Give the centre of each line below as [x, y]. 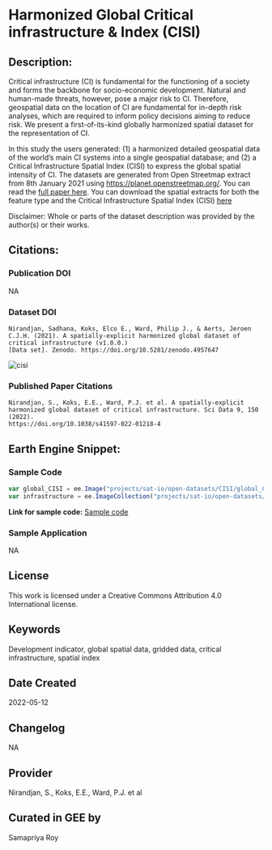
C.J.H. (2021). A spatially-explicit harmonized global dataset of [125, 335]
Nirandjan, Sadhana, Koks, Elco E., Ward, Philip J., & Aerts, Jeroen [130, 329]
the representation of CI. [49, 133]
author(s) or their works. [49, 225]
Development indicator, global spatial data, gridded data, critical [115, 649]
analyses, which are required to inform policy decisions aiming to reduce [130, 116]
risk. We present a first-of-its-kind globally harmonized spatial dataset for [131, 124]
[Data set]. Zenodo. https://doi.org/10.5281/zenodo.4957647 [114, 350]
